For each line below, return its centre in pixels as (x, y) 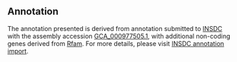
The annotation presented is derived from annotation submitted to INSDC (115, 28)
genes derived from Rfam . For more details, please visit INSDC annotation (116, 43)
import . (18, 51)
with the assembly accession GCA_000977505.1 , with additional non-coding (119, 36)
